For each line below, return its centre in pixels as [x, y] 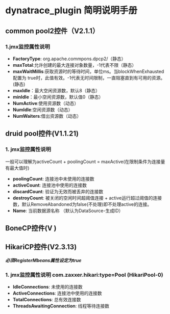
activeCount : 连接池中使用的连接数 [50, 185]
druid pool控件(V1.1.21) [42, 134]
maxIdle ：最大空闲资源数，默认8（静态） [56, 90]
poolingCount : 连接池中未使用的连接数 [53, 178]
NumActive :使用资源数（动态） [46, 103]
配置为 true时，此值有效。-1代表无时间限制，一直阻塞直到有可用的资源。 [89, 77]
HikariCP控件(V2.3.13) [41, 247]
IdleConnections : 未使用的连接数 [47, 287]
